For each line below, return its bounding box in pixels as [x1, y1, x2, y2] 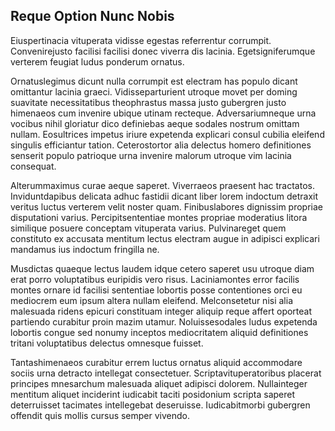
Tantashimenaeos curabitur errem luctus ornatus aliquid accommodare [10, 356, 303, 368]
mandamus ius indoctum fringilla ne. [10, 243, 160, 255]
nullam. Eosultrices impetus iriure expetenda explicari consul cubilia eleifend [10, 128, 325, 140]
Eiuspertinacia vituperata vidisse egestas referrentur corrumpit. [10, 34, 272, 46]
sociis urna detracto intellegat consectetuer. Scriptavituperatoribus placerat [10, 367, 322, 379]
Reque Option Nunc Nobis [10, 8, 175, 25]
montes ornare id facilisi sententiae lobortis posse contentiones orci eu [10, 284, 303, 296]
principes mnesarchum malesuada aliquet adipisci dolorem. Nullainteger [10, 377, 308, 389]
